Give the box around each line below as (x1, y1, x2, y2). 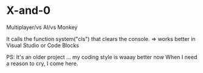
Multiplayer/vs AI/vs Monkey (6, 24, 78, 31)
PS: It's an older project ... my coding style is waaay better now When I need (6, 53, 198, 60)
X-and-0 (6, 4, 50, 17)
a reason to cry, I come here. (6, 60, 78, 67)
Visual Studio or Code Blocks (6, 42, 79, 49)
